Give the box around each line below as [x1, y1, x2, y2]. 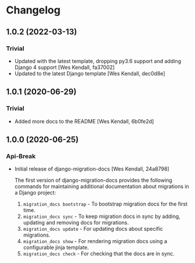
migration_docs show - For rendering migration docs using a [23, 238, 168, 245]
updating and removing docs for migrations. [23, 219, 130, 226]
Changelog [6, 4, 61, 17]
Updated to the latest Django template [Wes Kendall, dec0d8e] [14, 70, 165, 77]
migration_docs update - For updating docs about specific [23, 226, 163, 233]
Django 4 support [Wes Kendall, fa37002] [14, 64, 115, 71]
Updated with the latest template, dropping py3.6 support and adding [14, 57, 182, 64]
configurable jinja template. [23, 244, 89, 251]
